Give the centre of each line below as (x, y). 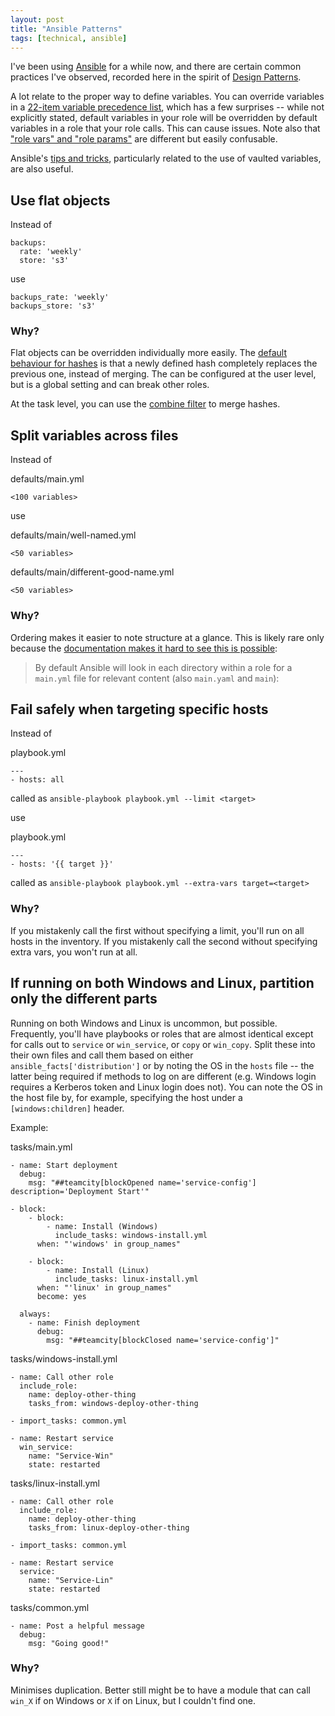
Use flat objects (60, 200)
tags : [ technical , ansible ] (69, 38)
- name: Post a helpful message (77, 1626)
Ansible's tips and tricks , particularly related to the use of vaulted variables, (166, 158)
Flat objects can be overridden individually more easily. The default (148, 353)
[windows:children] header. (67, 1108)
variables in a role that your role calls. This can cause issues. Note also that (165, 128)
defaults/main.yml (47, 479)
